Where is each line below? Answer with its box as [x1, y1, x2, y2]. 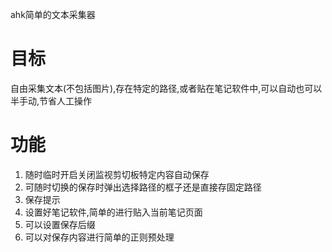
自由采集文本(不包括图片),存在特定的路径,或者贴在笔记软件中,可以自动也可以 [10, 82, 323, 94]
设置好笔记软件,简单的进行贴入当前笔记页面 [24, 206, 203, 218]
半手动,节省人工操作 [10, 94, 93, 107]
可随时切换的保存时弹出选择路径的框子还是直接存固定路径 [24, 181, 262, 193]
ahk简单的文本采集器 [10, 9, 96, 20]
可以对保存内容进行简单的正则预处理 [24, 231, 175, 243]
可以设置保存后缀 [24, 218, 96, 230]
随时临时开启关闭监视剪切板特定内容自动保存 [24, 168, 210, 180]
